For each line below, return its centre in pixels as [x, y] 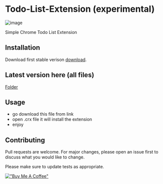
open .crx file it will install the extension [52, 120]
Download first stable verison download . [46, 60]
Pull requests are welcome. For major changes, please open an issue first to [82, 152]
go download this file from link [43, 114]
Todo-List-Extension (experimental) [80, 9]
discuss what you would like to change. [45, 157]
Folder [12, 87]
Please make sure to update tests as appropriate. [55, 167]
